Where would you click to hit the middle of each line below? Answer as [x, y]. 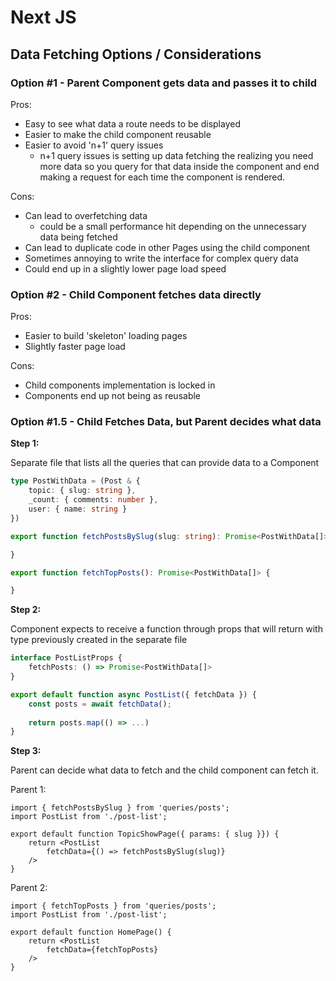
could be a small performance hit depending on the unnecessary [173, 226]
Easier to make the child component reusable [118, 134]
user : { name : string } [78, 509]
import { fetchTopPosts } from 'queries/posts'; [113, 906]
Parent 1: [28, 790]
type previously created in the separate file [99, 640]
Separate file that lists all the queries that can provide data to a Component [165, 463]
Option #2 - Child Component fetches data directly [136, 294]
